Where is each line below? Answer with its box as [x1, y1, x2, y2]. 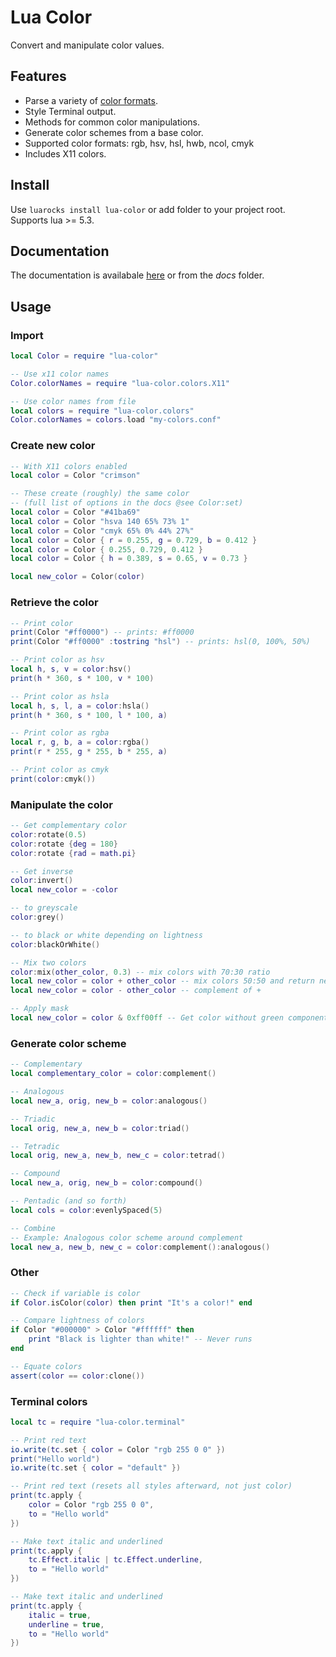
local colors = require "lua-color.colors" [10, 406, 195, 416]
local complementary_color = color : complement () [10, 1069, 217, 1079]
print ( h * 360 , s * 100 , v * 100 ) [10, 673, 155, 683]
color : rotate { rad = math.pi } [10, 848, 137, 858]
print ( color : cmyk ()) [10, 774, 97, 784]
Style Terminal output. [24, 105, 117, 117]
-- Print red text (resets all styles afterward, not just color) [10, 1481, 293, 1491]
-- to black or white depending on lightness [10, 930, 203, 940]
